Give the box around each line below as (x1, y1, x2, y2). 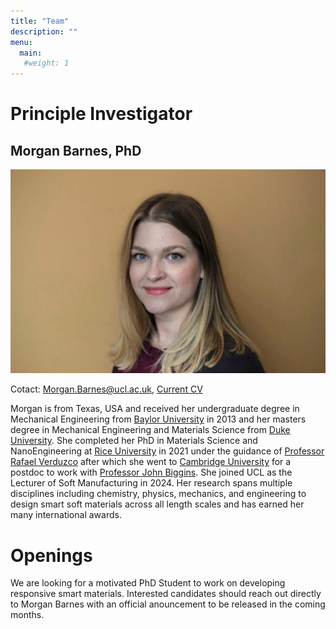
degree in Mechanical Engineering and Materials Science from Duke (10, 424, 291, 436)
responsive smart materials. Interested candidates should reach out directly (10, 588, 322, 600)
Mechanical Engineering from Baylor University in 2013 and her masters (10, 413, 307, 425)
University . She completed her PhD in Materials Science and (10, 435, 258, 447)
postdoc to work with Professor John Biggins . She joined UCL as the (10, 466, 293, 479)
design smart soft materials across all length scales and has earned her (10, 498, 305, 510)
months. (10, 609, 45, 621)
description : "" (10, 26, 78, 37)
